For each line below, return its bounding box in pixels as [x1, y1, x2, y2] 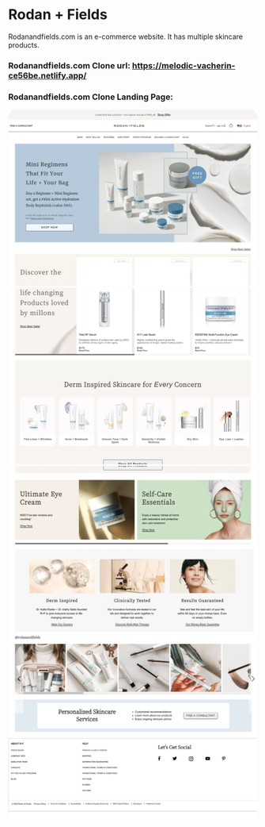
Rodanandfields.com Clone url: [8, 60, 131, 71]
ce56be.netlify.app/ [8, 70, 87, 81]
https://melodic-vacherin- [131, 60, 236, 71]
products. [8, 40, 40, 49]
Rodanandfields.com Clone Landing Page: [8, 91, 174, 102]
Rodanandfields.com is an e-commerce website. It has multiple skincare [8, 32, 244, 41]
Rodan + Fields [8, 6, 108, 24]
